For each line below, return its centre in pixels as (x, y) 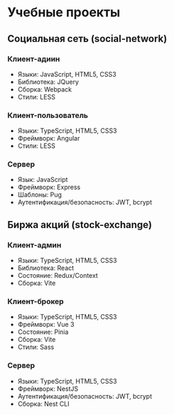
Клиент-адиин (34, 59)
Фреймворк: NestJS (48, 389)
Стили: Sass (36, 347)
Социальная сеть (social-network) (87, 39)
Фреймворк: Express (49, 187)
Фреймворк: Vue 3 (46, 325)
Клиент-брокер (36, 301)
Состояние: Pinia (43, 332)
